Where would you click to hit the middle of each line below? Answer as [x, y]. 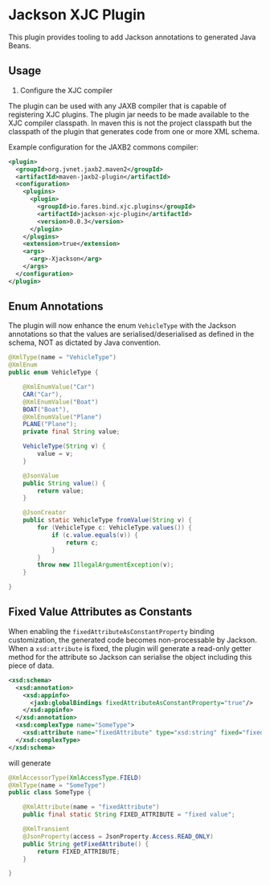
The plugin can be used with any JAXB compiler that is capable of [117, 105]
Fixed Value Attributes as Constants [100, 612]
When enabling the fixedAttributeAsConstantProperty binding [111, 631]
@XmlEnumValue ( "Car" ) [59, 387]
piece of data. [31, 666]
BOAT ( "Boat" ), [46, 409]
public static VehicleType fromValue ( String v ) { [108, 520]
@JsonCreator [45, 513]
